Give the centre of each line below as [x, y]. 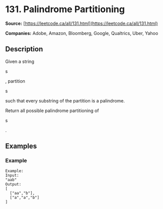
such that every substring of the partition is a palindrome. [65, 100]
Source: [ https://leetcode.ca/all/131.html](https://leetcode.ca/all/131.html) [81, 23]
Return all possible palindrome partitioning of [52, 111]
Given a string [20, 61]
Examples [21, 146]
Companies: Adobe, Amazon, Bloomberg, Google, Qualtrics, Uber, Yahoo [82, 33]
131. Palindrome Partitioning [65, 9]
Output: [13, 184]
